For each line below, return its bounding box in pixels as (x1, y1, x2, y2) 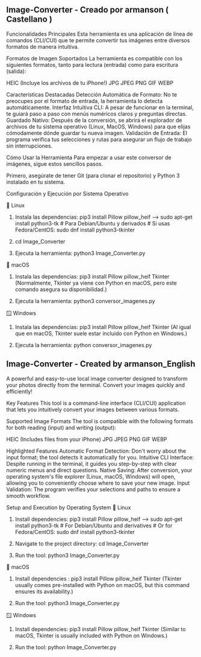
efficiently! (6, 388, 33, 395)
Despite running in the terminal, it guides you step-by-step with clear (6, 460, 177, 467)
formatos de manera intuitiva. (6, 43, 79, 50)
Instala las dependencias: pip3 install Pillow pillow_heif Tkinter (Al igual (14, 323, 191, 330)
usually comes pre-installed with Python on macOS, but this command (14, 581, 190, 588)
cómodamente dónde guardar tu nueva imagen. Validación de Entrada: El (6, 129, 188, 136)
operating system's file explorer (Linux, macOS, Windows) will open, (6, 473, 176, 480)
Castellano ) (6, 14, 52, 25)
